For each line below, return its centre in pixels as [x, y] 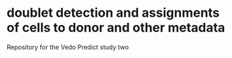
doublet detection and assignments [113, 13]
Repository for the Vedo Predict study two [68, 47]
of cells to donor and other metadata [116, 28]
